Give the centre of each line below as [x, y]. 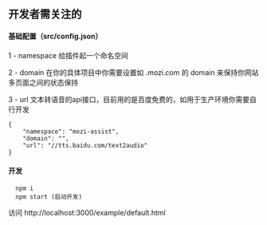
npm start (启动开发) [49, 197]
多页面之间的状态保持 [43, 82]
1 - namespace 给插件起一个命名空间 [69, 55]
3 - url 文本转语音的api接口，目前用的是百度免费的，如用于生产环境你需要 [129, 99]
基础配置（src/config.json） [55, 36]
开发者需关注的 [45, 14]
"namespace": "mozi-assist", [71, 131]
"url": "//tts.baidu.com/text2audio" [85, 145]
